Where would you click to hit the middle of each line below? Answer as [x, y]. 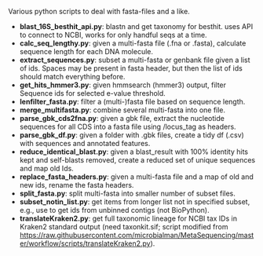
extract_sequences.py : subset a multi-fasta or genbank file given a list [135, 60]
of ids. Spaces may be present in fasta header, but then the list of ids [131, 68]
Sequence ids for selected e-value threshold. [93, 93]
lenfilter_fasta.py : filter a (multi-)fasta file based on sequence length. [132, 102]
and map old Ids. [47, 168]
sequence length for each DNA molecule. [86, 51]
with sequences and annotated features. [85, 143]
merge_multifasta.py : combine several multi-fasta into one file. [122, 110]
